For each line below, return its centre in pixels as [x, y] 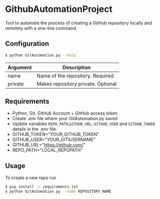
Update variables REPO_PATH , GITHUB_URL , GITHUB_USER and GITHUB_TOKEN [83, 124]
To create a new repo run [31, 178]
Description [77, 67]
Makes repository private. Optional [77, 84]
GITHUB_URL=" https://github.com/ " [49, 145]
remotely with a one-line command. [41, 28]
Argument [20, 67]
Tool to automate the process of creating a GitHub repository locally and [79, 23]
